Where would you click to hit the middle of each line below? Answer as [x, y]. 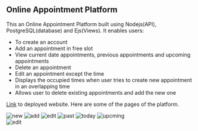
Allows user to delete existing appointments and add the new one [95, 92]
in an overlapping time [42, 86]
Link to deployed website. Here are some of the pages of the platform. [93, 104]
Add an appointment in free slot [54, 48]
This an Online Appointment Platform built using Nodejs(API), [81, 24]
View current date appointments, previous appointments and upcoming [103, 54]
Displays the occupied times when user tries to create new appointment [103, 80]
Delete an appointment [43, 67]
